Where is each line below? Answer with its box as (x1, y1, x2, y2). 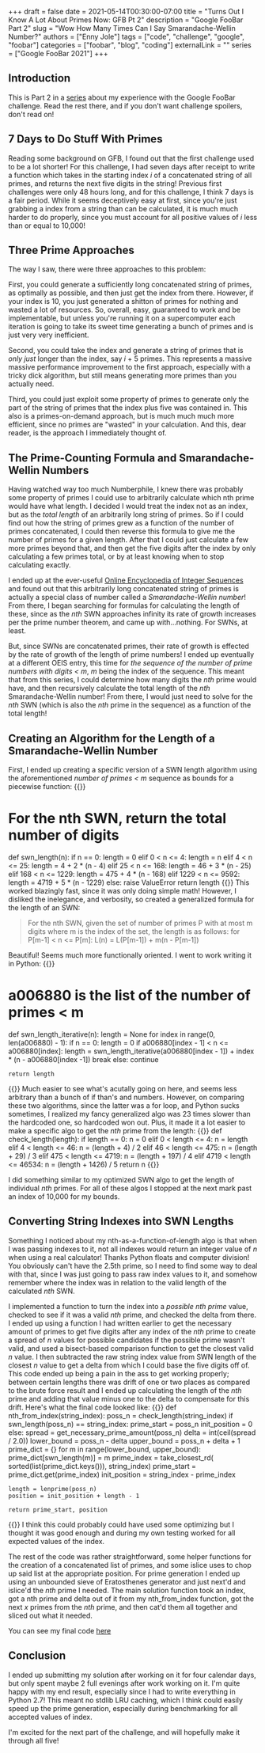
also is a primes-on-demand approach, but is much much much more (8, 412, 235, 421)
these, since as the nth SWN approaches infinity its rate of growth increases (8, 609, 257, 619)
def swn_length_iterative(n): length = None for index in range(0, (8, 1029, 216, 1039)
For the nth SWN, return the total (8, 810, 227, 828)
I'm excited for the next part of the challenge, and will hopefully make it (8, 1727, 240, 1736)
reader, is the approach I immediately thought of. (8, 428, 167, 438)
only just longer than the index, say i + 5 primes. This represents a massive (8, 354, 252, 363)
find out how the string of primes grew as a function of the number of (8, 518, 235, 528)
